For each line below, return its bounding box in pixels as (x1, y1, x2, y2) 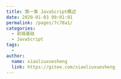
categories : (6, 25, 36, 31)
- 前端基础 (11, 31, 35, 37)
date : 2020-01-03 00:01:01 (6, 14, 73, 20)
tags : (6, 42, 20, 48)
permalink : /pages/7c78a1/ (6, 20, 73, 26)
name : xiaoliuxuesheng (11, 58, 68, 64)
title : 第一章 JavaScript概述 (6, 8, 77, 15)
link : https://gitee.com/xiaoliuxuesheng (11, 64, 116, 70)
